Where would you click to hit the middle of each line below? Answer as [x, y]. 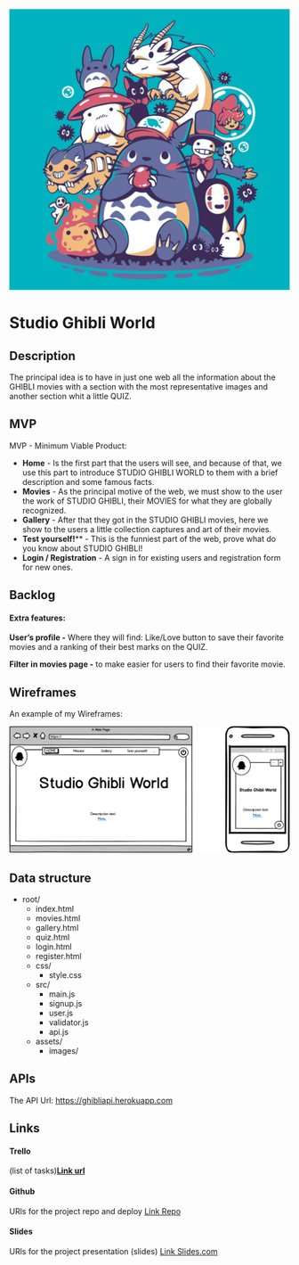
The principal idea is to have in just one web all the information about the [142, 377]
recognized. [44, 510]
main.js [62, 994]
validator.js [69, 1022]
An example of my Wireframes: [66, 714]
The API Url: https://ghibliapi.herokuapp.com [91, 1100]
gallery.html [57, 927]
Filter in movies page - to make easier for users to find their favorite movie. [148, 664]
